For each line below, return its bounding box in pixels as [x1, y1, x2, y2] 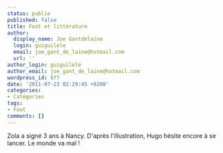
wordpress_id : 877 [7, 74, 60, 81]
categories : [7, 87, 41, 94]
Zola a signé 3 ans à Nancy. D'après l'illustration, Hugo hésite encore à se [7, 132, 217, 140]
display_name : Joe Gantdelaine [13, 36, 103, 43]
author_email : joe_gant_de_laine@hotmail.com [7, 68, 140, 74]
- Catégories [7, 94, 45, 101]
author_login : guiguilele [7, 61, 81, 68]
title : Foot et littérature [7, 23, 88, 30]
